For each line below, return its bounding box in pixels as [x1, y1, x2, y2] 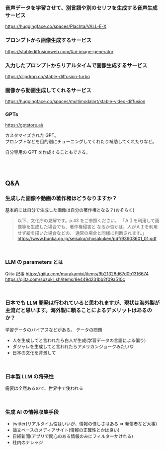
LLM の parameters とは [5, 259, 64, 266]
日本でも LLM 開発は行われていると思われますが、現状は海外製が [5, 300, 160, 307]
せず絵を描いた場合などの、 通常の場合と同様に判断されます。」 [17, 230, 147, 236]
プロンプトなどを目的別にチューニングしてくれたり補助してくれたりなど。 [5, 138, 157, 145]
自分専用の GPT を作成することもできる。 [5, 149, 90, 155]
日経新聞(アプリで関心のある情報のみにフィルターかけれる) [12, 433, 133, 439]
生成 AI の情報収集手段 [5, 408, 59, 415]
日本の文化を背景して [12, 349, 56, 355]
